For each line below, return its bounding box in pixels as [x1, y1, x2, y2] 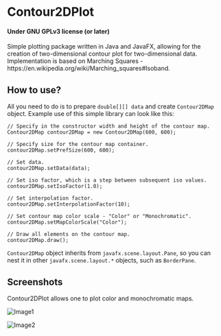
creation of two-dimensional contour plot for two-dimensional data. [7, 49, 198, 58]
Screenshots [7, 276, 63, 288]
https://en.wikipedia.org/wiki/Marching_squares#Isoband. [7, 64, 170, 73]
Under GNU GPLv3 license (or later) [7, 27, 110, 35]
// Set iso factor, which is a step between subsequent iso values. [7, 177, 207, 184]
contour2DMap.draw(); [7, 237, 69, 244]
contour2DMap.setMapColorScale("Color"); [7, 219, 128, 226]
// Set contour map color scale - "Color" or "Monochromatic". [7, 213, 192, 220]
